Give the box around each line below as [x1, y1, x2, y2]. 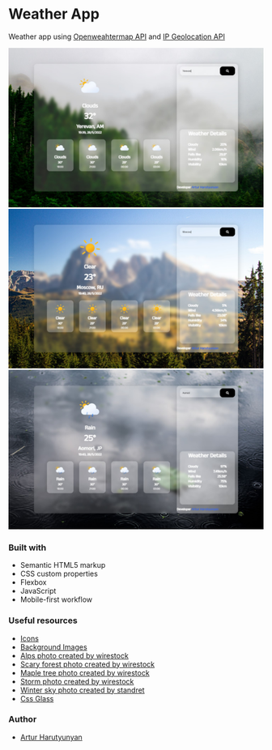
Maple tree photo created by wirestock [19, 667, 150, 677]
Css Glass [19, 693, 54, 703]
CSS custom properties [19, 569, 99, 579]
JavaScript [19, 586, 57, 596]
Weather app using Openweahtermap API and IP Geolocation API [8, 32, 225, 41]
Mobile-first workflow [19, 594, 93, 604]
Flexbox [19, 577, 47, 587]
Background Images [19, 641, 87, 652]
